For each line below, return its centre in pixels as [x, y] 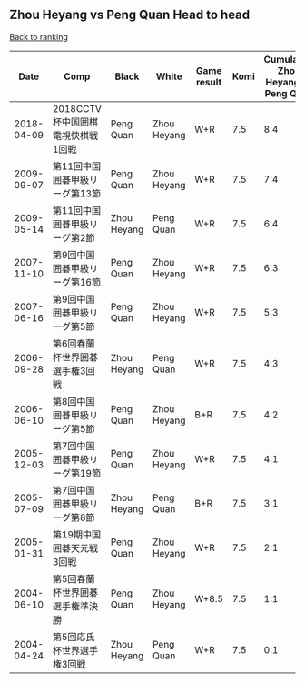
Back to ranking [39, 36]
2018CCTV [77, 108]
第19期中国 [77, 534]
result [209, 82]
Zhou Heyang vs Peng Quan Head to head [130, 15]
